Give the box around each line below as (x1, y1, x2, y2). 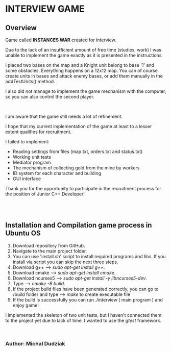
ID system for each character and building (12, 170, 101, 176)
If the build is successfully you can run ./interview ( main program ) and (12, 296, 163, 303)
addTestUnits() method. (5, 79, 55, 84)
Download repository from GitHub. (12, 242, 85, 248)
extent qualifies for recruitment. (5, 129, 72, 135)
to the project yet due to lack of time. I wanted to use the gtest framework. (5, 317, 162, 323)
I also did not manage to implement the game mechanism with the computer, (5, 88, 166, 94)
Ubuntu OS (5, 229, 41, 238)
